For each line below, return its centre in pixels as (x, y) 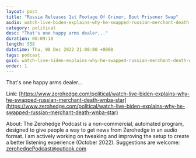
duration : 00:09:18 (30, 39)
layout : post (22, 11)
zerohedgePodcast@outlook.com (46, 149)
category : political (31, 28)
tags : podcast (23, 55)
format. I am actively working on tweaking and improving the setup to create (98, 136)
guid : (13, 60)
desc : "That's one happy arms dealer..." (57, 33)
